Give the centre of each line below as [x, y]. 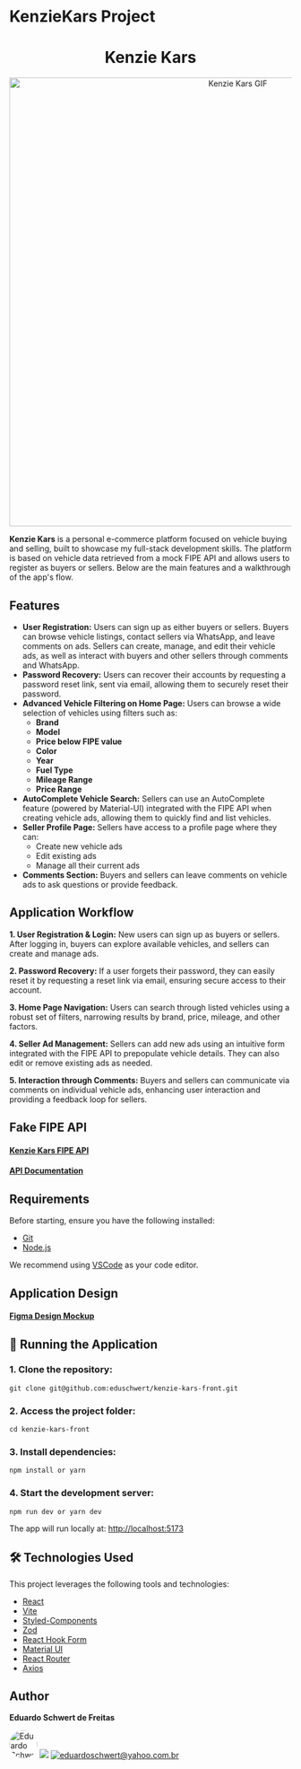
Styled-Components [60, 1620]
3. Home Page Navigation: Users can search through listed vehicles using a [150, 1007]
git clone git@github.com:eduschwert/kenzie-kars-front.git [124, 1388]
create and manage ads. [54, 953]
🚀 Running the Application [84, 1344]
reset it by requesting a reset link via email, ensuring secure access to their [148, 980]
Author [29, 1696]
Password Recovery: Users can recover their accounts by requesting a [154, 674]
